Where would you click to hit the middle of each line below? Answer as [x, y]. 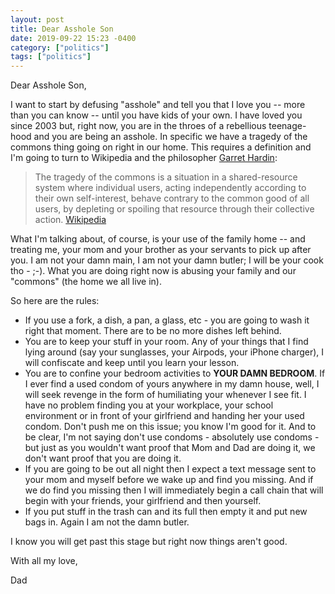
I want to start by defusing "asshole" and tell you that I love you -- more [158, 105]
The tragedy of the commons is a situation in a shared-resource [166, 177]
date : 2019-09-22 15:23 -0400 [73, 38]
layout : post [37, 19]
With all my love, [44, 561]
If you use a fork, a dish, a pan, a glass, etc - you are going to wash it [167, 320]
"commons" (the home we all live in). [86, 282]
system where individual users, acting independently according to [170, 188]
